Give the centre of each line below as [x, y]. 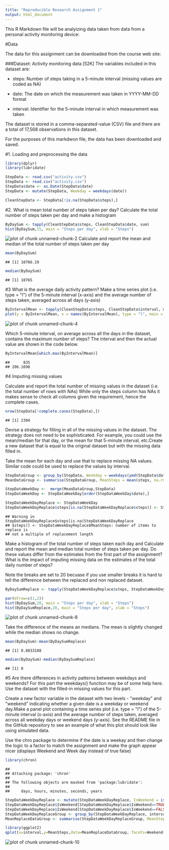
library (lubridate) [26, 168]
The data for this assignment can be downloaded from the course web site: [83, 54]
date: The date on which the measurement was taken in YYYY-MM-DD [86, 94]
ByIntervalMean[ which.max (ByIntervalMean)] [52, 353]
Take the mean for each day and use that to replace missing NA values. [79, 460]
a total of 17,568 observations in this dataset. [52, 129]
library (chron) [21, 760]
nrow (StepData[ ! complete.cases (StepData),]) [53, 411]
